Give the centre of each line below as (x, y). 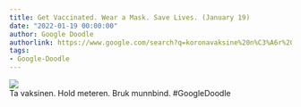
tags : (19, 51)
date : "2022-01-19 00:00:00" (64, 26)
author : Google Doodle (52, 34)
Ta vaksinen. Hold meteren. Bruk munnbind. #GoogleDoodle (120, 93)
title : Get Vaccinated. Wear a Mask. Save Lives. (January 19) (130, 17)
